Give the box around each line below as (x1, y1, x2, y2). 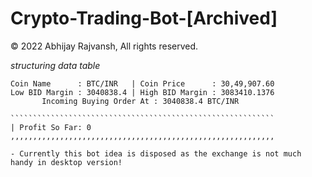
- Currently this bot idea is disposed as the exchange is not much (10, 148, 302, 159)
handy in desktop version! (10, 157, 123, 167)
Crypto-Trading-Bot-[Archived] (10, 7, 278, 30)
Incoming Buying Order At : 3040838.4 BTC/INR (41, 96, 240, 106)
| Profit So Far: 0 (10, 122, 92, 132)
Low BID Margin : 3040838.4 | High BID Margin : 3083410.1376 (10, 87, 275, 97)
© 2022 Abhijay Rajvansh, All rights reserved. (10, 40, 199, 52)
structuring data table (10, 59, 101, 71)
